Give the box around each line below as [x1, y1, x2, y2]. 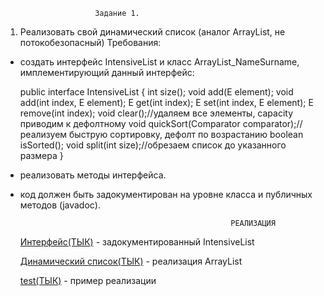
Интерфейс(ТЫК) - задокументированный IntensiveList [19, 236, 255, 248]
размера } [19, 150, 64, 161]
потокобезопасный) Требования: [19, 37, 162, 48]
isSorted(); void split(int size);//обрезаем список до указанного [19, 139, 287, 151]
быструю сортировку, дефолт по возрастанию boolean [69, 129, 304, 140]
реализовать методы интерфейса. [19, 169, 167, 181]
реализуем [19, 129, 68, 140]
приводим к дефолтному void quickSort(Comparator [19, 118, 241, 129]
